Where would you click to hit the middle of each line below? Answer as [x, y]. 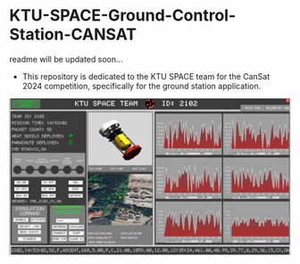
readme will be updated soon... [66, 59]
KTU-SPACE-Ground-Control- [123, 16]
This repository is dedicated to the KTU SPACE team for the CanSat [146, 76]
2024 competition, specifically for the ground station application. [142, 86]
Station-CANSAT [73, 34]
